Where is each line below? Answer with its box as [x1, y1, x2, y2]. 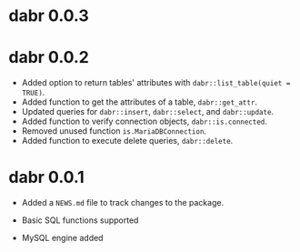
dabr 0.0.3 [8, 5, 90, 26]
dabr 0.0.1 [8, 167, 85, 187]
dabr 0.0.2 [8, 47, 90, 68]
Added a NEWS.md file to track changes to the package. [21, 197, 225, 208]
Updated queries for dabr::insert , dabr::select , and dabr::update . [21, 106, 275, 117]
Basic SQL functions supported [21, 215, 139, 226]
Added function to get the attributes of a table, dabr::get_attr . [21, 96, 258, 107]
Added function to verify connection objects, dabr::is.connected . [21, 116, 267, 127]
